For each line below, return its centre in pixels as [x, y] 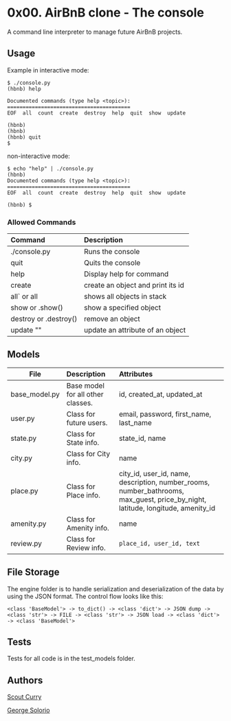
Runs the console [112, 252]
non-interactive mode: [38, 156]
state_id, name [143, 438]
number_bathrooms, [152, 491]
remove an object [112, 319]
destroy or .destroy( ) [44, 319]
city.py [22, 458]
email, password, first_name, [165, 414]
